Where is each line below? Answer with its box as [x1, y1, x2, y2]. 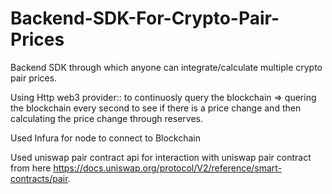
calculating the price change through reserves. [10, 112, 203, 124]
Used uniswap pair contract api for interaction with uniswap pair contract [10, 151, 312, 163]
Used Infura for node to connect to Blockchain [10, 132, 202, 144]
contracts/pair [10, 172, 68, 184]
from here [10, 162, 52, 174]
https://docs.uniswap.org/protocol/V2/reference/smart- [53, 162, 283, 174]
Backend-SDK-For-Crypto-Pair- [10, 7, 280, 30]
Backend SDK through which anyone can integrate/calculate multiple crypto [10, 61, 323, 73]
